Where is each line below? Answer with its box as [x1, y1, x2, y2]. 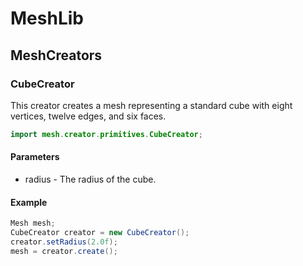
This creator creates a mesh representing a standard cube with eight [10, 99, 293, 111]
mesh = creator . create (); [10, 246, 118, 256]
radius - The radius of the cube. [24, 173, 157, 185]
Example [10, 196, 48, 208]
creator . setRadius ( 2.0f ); [10, 237, 118, 247]
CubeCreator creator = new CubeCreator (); [10, 228, 190, 238]
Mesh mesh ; [10, 218, 56, 229]
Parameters [10, 151, 60, 163]
